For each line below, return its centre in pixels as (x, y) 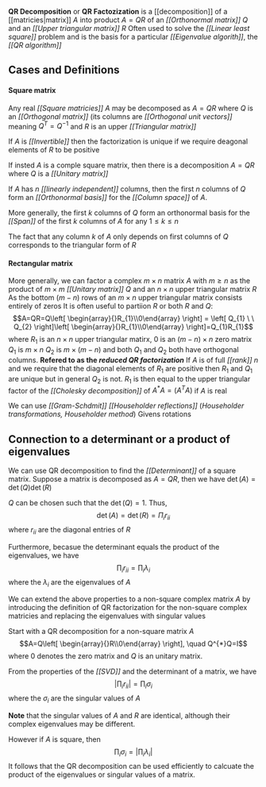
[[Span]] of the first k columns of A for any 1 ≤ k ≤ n (93, 221)
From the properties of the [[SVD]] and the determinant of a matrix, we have (133, 672)
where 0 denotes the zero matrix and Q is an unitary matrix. (106, 656)
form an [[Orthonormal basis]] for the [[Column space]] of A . (108, 198)
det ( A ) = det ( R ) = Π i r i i (133, 516)
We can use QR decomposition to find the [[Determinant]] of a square (122, 470)
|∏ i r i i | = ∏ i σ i (133, 685)
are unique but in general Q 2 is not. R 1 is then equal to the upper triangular (129, 380)
